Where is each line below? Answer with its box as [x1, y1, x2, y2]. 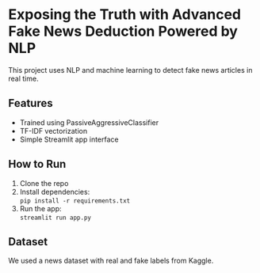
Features [8, 97, 53, 110]
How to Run [8, 157, 67, 171]
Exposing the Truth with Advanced [8, 6, 242, 24]
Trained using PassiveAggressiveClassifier [19, 117, 159, 127]
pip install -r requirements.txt [19, 196, 131, 205]
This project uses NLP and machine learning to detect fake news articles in [8, 65, 253, 74]
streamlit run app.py [19, 214, 91, 222]
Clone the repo [19, 178, 69, 188]
